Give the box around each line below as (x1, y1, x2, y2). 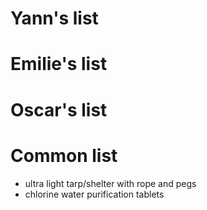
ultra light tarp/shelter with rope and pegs (24, 177, 197, 189)
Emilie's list (10, 53, 108, 76)
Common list (10, 144, 118, 167)
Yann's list (10, 7, 99, 30)
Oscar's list (10, 98, 108, 121)
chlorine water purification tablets (24, 188, 165, 200)
